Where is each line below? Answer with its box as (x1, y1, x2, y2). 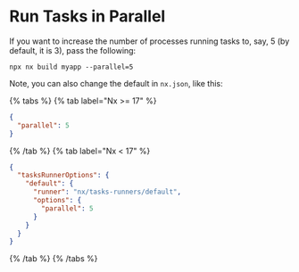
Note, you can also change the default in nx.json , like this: (9, 78, 223, 88)
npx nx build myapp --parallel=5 (9, 62, 134, 71)
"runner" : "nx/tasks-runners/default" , (32, 187, 181, 197)
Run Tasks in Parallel (9, 6, 166, 27)
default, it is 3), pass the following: (9, 45, 137, 55)
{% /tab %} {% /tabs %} (9, 253, 98, 264)
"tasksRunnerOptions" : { (17, 171, 110, 180)
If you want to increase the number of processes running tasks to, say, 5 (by (9, 36, 290, 46)
